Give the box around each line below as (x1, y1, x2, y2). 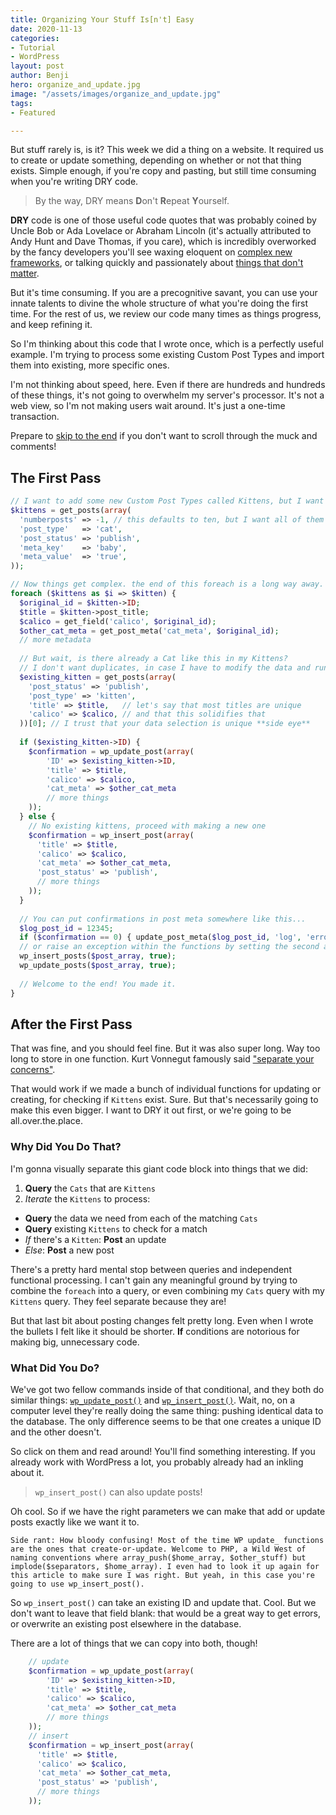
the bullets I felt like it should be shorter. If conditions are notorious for (10, 1325, 300, 1337)
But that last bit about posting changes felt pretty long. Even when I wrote (10, 1314, 314, 1326)
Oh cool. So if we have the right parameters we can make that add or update (10, 1505, 326, 1517)
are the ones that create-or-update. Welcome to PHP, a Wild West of (10, 1544, 307, 1554)
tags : (10, 98, 33, 108)
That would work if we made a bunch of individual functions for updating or (10, 1083, 322, 1095)
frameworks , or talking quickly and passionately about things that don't (10, 257, 304, 269)
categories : (10, 33, 60, 43)
